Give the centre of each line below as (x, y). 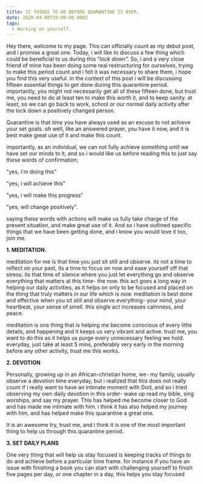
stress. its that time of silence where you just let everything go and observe (100, 274)
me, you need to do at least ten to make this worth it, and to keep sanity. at (99, 98)
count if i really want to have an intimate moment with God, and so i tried (97, 387)
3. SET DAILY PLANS (33, 443)
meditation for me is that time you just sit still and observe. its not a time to (99, 262)
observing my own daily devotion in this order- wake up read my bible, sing (100, 394)
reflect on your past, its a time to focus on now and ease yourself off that (97, 268)
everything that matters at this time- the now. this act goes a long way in (96, 281)
